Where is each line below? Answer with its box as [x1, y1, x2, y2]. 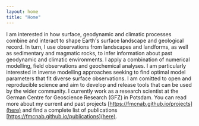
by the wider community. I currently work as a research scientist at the [6, 87, 179, 94]
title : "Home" [6, 14, 42, 20]
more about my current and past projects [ [6, 100, 110, 107]
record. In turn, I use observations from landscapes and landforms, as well [6, 43, 188, 51]
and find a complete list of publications [22, 106, 118, 114]
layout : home [6, 8, 39, 15]
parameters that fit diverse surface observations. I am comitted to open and [6, 75, 192, 82]
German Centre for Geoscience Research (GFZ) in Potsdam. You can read [6, 93, 187, 101]
